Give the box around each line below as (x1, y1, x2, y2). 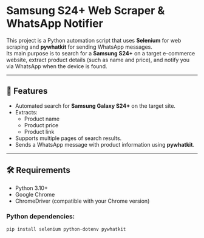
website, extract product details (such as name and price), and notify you (6, 56, 190, 63)
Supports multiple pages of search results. (15, 135, 122, 142)
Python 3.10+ (15, 184, 49, 192)
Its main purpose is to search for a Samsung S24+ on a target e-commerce (6, 49, 195, 57)
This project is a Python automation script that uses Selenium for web (6, 37, 182, 44)
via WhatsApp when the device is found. (6, 62, 107, 70)
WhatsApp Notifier (6, 16, 103, 30)
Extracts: (15, 108, 38, 116)
